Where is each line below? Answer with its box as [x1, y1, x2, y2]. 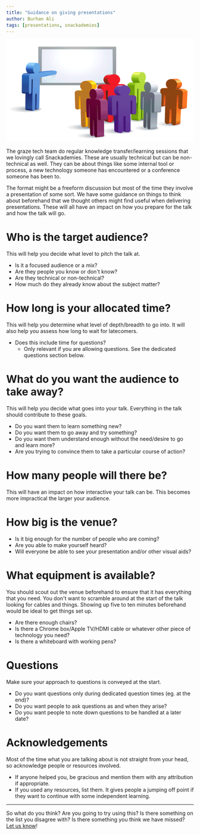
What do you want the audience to [6, 372, 180, 386]
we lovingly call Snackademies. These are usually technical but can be [6, 154, 180, 161]
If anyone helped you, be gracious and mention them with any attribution [14, 773, 193, 780]
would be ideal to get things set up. [6, 607, 93, 614]
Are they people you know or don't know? [14, 268, 118, 275]
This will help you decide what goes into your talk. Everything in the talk [6, 405, 182, 412]
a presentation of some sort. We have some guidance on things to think [6, 191, 182, 198]
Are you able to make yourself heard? [14, 541, 107, 548]
